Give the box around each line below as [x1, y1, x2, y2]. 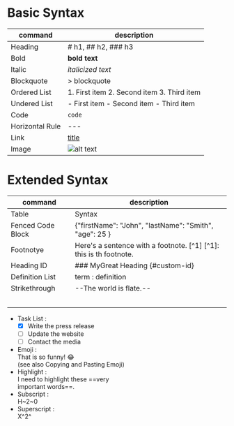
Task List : [17, 314, 47, 323]
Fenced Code [10, 220, 55, 230]
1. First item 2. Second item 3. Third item [67, 87, 201, 97]
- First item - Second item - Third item [67, 98, 195, 108]
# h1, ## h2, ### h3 [67, 42, 134, 52]
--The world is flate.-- [75, 283, 151, 293]
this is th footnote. [75, 249, 134, 259]
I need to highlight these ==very [17, 375, 109, 383]
